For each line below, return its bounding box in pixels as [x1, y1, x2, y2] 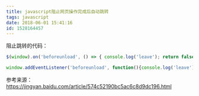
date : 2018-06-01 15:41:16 [6, 20, 73, 25]
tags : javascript [6, 14, 49, 20]
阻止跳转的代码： [6, 42, 48, 49]
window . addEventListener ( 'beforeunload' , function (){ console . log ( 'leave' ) [6, 65, 195, 71]
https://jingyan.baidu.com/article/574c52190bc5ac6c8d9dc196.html [6, 83, 172, 89]
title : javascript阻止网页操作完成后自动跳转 [6, 8, 109, 15]
